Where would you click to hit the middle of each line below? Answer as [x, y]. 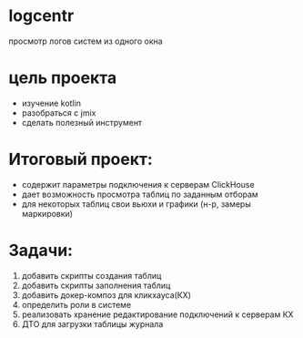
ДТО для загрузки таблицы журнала [92, 323]
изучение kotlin [51, 103]
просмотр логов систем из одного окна [86, 41]
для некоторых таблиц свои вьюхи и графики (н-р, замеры [136, 204]
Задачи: [41, 251]
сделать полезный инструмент [82, 122]
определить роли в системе [76, 304]
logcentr [41, 16]
